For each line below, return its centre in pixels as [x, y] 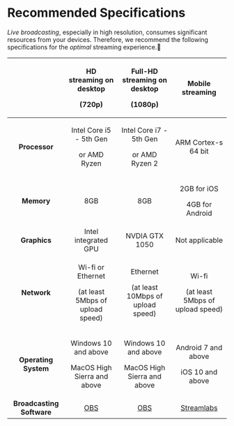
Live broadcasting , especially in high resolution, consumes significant [107, 32]
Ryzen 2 [145, 163]
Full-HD [145, 71]
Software [36, 412]
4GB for [199, 204]
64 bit [199, 151]
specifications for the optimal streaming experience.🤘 [84, 47]
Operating [36, 360]
